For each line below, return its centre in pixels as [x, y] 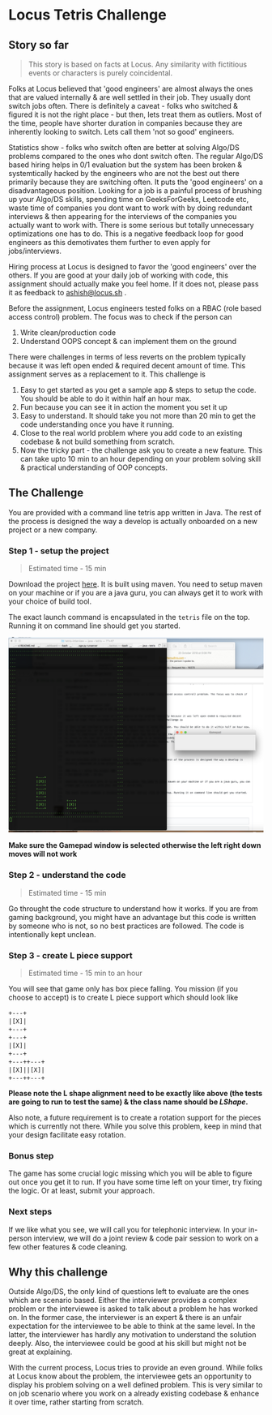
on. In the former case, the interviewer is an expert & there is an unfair [125, 1318]
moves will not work [43, 854]
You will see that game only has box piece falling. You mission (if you [123, 989]
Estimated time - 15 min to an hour [85, 973]
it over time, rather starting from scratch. [76, 1402]
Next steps [30, 1212]
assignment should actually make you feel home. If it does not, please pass [134, 284]
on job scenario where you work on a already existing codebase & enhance [134, 1394]
